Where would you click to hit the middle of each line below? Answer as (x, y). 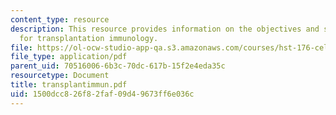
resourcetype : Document (60, 76)
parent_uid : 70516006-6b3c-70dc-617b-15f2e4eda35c (118, 66)
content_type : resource (60, 19)
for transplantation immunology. (89, 38)
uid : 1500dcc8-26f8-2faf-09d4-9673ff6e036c (102, 94)
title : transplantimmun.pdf (69, 85)
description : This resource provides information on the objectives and (165, 29)
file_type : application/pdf (69, 57)
